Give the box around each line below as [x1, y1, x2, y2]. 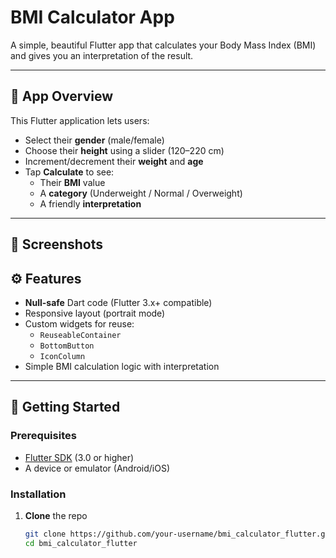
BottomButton [39, 341, 95, 351]
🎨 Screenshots [10, 236, 104, 253]
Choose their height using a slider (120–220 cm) [24, 144, 225, 156]
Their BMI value [39, 176, 106, 188]
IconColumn [39, 351, 86, 361]
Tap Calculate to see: [24, 166, 115, 178]
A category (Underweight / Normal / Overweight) [39, 187, 243, 199]
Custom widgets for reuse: [24, 317, 135, 330]
